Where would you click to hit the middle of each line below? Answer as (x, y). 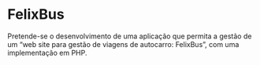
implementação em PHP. (47, 52)
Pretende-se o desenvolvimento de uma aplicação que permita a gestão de (130, 36)
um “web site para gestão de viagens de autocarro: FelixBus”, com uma (123, 44)
